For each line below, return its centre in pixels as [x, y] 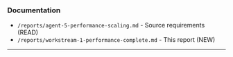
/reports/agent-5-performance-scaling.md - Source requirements [111, 25]
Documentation [34, 10]
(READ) [28, 32]
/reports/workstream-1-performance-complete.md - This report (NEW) [116, 40]
